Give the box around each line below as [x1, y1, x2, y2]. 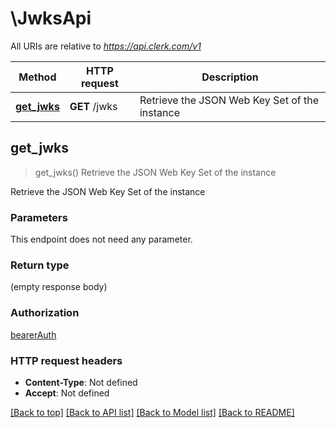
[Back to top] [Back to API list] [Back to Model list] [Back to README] [10, 406, 295, 418]
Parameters [10, 210, 68, 224]
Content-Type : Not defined [24, 376, 138, 388]
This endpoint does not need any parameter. [10, 233, 193, 246]
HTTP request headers [10, 353, 123, 367]
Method [18, 70, 57, 84]
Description [201, 70, 259, 84]
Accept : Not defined [24, 387, 110, 399]
